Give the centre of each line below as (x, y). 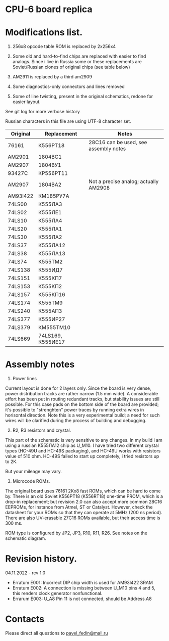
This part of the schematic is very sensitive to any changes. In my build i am (84, 440)
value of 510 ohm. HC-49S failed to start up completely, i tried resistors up (82, 456)
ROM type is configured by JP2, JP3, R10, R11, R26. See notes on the (76, 533)
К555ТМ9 (51, 303)
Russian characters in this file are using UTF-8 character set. (68, 121)
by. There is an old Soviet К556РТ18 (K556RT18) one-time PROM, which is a (84, 496)
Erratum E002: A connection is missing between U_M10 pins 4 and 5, (84, 588)
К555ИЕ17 (52, 342)
